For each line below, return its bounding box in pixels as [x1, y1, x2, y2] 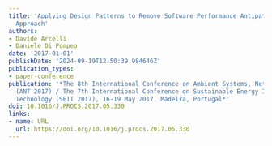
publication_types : [8, 65, 74, 73]
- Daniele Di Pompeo [8, 42, 79, 50]
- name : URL [8, 118, 49, 126]
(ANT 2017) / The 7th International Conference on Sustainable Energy [15, 87, 259, 96]
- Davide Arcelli [8, 34, 67, 43]
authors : [8, 27, 38, 35]
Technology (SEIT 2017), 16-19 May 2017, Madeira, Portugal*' [15, 95, 230, 103]
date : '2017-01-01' [8, 49, 74, 58]
